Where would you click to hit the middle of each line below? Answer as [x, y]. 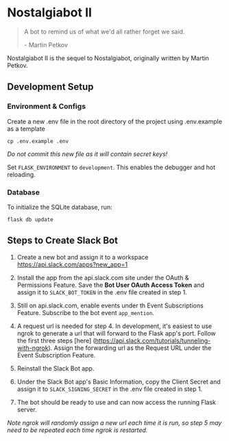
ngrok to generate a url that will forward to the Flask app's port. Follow [116, 333]
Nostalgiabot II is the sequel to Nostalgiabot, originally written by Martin [108, 58]
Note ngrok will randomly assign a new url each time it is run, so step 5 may [114, 423]
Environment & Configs [47, 106]
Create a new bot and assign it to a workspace [83, 257]
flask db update [30, 219]
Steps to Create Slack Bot [63, 241]
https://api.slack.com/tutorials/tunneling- [153, 340]
